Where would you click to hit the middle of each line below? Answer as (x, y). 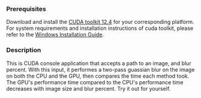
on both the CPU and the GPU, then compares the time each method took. (98, 76)
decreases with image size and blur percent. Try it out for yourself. (88, 88)
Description (24, 50)
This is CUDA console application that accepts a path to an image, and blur (99, 63)
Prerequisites (26, 9)
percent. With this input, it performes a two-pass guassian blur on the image (100, 69)
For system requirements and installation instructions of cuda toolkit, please (100, 28)
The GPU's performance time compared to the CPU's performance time (95, 82)
